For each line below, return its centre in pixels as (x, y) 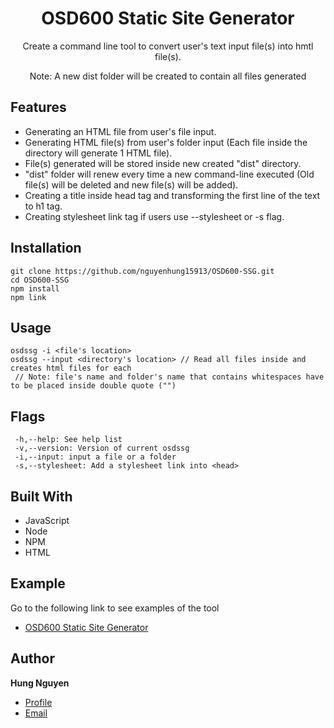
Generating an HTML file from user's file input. (120, 131)
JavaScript (47, 520)
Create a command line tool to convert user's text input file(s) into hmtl (168, 46)
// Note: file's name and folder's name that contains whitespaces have (169, 377)
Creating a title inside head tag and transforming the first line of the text (172, 195)
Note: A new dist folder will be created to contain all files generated (168, 76)
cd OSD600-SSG (40, 280)
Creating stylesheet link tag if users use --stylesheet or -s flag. (154, 216)
